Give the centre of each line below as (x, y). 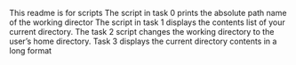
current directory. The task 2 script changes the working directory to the (142, 32)
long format (30, 51)
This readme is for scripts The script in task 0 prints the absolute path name (148, 13)
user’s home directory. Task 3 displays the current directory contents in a (143, 41)
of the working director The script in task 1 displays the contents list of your (148, 22)
